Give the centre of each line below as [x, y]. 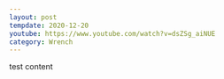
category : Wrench [41, 42]
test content [31, 67]
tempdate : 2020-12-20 [49, 25]
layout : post [33, 17]
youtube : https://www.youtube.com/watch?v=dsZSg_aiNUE [112, 33]
